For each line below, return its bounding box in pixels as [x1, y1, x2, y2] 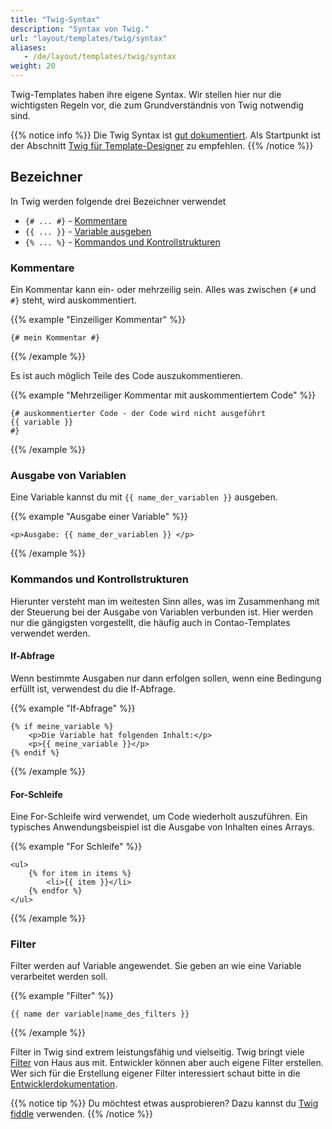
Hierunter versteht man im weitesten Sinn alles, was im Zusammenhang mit [10, 595, 320, 607]
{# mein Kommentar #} [10, 333, 101, 343]
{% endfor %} [28, 886, 83, 896]
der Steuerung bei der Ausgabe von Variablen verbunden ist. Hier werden [10, 606, 313, 618]
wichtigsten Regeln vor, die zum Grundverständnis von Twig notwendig [10, 99, 304, 111]
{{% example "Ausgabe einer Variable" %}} [10, 511, 188, 523]
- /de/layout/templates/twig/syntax [23, 52, 177, 62]
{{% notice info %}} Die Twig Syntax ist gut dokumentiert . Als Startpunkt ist [10, 129, 322, 141]
